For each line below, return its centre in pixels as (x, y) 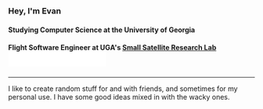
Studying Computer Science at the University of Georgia (102, 30)
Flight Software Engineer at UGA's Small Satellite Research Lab (112, 48)
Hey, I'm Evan (34, 11)
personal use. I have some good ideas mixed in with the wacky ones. (119, 96)
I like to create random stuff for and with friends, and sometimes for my (123, 89)
